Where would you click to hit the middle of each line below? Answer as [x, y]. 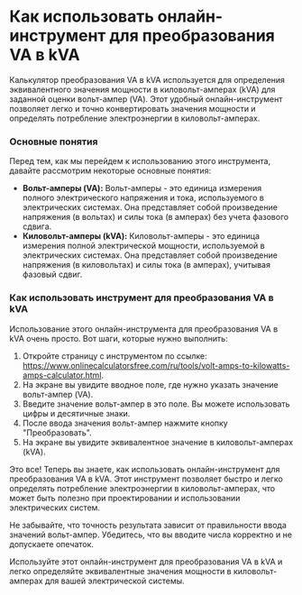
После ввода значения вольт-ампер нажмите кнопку [125, 423]
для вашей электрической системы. [114, 581]
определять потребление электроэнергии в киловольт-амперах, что [142, 488]
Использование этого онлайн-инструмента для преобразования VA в [144, 329]
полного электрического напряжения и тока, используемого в [143, 198]
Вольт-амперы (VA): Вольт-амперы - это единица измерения [142, 188]
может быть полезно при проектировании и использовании [125, 498]
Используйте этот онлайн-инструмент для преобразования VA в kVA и [146, 562]
